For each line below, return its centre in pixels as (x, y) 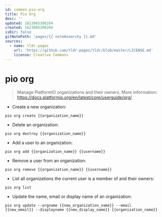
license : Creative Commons (41, 55)
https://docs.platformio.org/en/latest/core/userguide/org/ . (75, 97)
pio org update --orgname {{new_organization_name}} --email (68, 206)
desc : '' (14, 18)
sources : (14, 41)
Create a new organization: (39, 107)
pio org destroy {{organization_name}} (45, 134)
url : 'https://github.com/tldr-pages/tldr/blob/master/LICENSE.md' (83, 50)
